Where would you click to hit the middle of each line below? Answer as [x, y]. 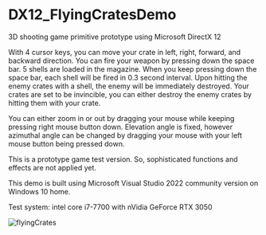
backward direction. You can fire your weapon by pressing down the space [131, 61]
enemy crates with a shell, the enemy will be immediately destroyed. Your [129, 86]
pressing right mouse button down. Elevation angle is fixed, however [121, 127]
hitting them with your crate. [55, 103]
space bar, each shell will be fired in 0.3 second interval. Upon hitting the [128, 77]
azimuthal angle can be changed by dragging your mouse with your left [125, 135]
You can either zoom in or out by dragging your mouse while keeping [121, 118]
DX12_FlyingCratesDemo [92, 15]
